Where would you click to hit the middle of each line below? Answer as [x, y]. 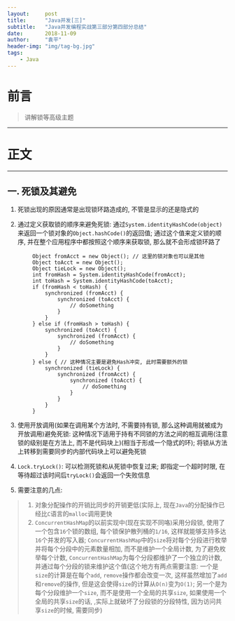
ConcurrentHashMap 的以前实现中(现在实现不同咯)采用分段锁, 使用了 [130, 523]
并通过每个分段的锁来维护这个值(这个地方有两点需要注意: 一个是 [127, 566]
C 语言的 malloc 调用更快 [80, 514]
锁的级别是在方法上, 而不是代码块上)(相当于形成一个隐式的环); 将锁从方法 [122, 443]
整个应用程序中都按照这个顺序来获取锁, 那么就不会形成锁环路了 [130, 242]
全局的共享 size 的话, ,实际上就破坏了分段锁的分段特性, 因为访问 [125, 601]
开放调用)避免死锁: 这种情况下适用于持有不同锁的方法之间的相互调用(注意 [122, 434]
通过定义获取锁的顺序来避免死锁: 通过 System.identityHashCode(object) [120, 225]
